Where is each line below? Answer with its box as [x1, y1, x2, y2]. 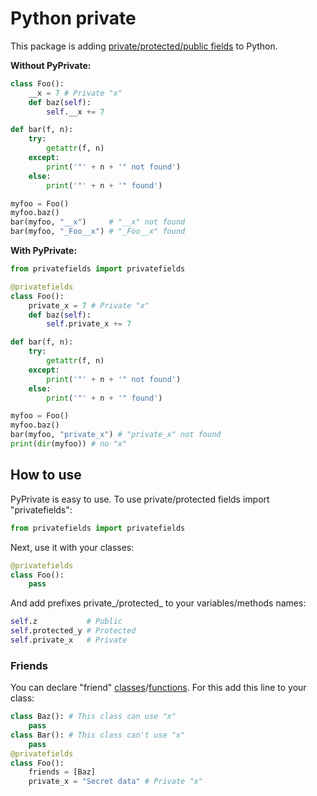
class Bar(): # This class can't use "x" [10, 730, 186, 740]
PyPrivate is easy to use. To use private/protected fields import [10, 493, 270, 505]
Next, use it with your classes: [10, 541, 135, 553]
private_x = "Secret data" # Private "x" [28, 777, 203, 787]
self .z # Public [10, 617, 123, 627]
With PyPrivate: [10, 245, 78, 257]
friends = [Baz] [28, 767, 97, 777]
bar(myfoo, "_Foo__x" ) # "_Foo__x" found [10, 227, 186, 237]
